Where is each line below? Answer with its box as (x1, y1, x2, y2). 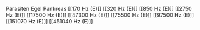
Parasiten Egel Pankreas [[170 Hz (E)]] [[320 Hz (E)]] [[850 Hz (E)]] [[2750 (5, 5, 193, 12)
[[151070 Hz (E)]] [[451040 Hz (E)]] (5, 18, 93, 25)
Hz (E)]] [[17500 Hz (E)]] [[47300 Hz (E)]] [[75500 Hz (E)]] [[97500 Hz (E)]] (5, 11, 195, 19)
